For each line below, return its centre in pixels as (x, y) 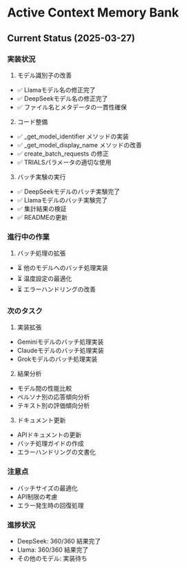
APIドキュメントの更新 (49, 435)
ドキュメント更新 (41, 420)
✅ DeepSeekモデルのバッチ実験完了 (69, 192)
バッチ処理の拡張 (41, 254)
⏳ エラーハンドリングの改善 (56, 289)
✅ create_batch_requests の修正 (63, 154)
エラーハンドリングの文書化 (56, 452)
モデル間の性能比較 (44, 389)
